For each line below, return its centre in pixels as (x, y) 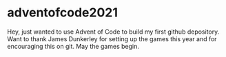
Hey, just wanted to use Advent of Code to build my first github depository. (113, 32)
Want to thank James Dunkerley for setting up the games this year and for (112, 38)
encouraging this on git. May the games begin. (73, 46)
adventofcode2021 (63, 13)
